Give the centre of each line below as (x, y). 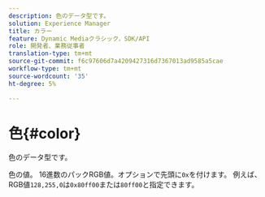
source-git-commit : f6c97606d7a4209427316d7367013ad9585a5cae (116, 62)
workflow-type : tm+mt (45, 69)
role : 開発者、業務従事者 (47, 46)
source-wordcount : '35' (49, 76)
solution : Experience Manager (60, 24)
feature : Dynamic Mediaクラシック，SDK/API (79, 39)
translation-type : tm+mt (50, 54)
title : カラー (30, 31)
